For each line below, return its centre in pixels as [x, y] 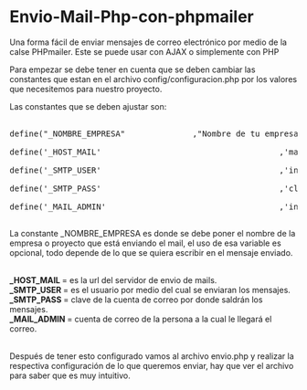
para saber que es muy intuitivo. [70, 375]
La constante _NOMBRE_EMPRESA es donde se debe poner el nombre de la [153, 233]
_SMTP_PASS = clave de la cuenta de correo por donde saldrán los [136, 300]
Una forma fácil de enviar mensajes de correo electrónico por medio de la [148, 42]
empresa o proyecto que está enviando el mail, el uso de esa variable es [145, 243]
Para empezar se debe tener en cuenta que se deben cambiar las [132, 69]
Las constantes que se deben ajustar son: [88, 106]
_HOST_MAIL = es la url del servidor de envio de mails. [113, 279]
